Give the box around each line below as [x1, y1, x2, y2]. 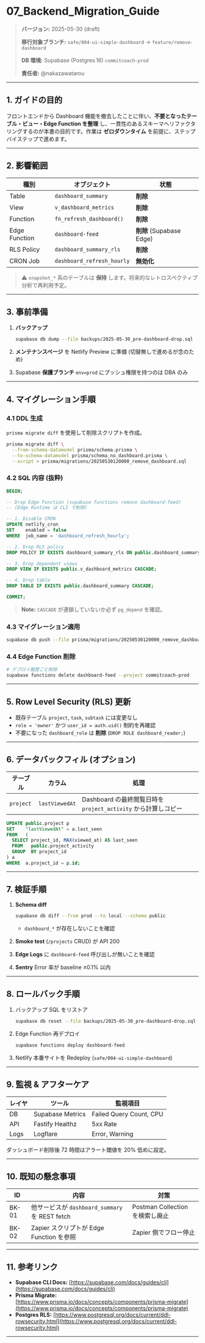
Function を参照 [31, 1232, 76, 1241]
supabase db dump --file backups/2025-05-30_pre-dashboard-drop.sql [15, 336, 193, 343]
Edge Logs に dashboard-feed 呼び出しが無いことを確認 [15, 950, 155, 957]
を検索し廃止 [132, 1211, 170, 1220]
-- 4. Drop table [6, 577, 51, 584]
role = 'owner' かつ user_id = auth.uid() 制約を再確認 [15, 722, 156, 729]
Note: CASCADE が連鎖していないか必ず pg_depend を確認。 [21, 606, 166, 613]
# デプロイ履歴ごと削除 [6, 667, 58, 673]
